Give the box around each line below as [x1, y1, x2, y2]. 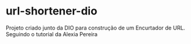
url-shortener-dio [6, 4, 97, 18]
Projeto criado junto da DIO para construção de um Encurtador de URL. [6, 24, 185, 31]
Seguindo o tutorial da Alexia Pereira [6, 30, 98, 37]
